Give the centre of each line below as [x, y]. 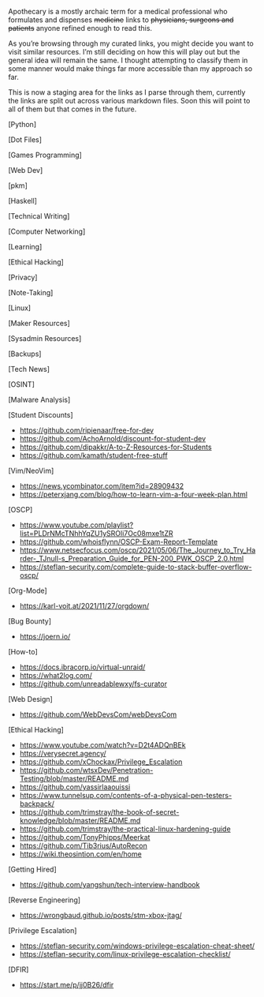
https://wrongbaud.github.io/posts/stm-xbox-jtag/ [101, 915]
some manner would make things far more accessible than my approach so [130, 69]
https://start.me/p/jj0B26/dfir [67, 985]
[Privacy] [23, 277]
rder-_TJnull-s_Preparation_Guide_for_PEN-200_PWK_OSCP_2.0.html [132, 558]
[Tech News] [29, 369]
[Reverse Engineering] [45, 900]
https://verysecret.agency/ [63, 753]
